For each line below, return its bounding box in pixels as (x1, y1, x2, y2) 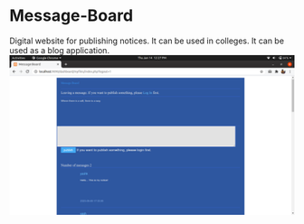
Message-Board (9, 5, 134, 26)
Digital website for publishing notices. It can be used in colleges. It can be (9, 35, 285, 46)
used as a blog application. (9, 44, 110, 55)
